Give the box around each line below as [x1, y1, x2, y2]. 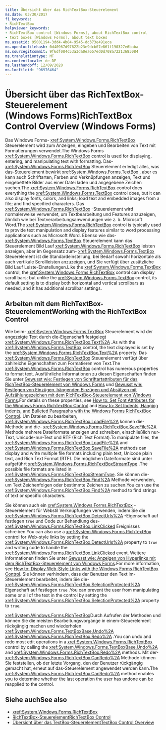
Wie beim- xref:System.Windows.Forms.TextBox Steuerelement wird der [5, 328, 153, 334]
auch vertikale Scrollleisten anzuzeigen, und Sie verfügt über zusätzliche [5, 258, 154, 264]
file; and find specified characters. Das [5, 200, 84, 207]
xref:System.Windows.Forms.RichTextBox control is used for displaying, [5, 153, 152, 159]
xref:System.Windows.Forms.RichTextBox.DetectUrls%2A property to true [5, 539, 158, 545]
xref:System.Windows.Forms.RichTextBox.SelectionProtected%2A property [5, 597, 160, 603]
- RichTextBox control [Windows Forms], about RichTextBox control [5, 30, 148, 35]
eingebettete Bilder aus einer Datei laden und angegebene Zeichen [5, 179, 142, 185]
